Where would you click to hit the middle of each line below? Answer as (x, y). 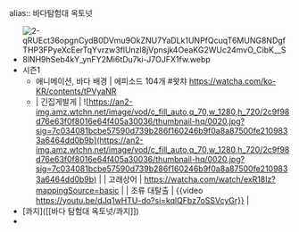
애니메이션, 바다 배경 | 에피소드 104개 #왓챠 (111, 81)
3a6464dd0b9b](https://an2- (90, 140)
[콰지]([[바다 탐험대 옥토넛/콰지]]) (81, 211)
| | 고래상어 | (120, 179)
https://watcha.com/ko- (233, 81)
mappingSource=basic (77, 191)
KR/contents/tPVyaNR (76, 91)
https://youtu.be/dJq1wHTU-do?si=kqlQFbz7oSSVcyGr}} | (142, 200)
